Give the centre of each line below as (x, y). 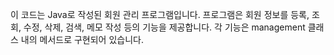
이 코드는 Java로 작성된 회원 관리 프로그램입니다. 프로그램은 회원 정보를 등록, (160, 14)
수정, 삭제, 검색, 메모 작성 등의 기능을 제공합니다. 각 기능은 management (164, 27)
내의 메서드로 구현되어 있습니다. (82, 39)
